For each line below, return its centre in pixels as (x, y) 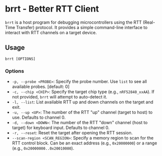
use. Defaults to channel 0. (39, 117)
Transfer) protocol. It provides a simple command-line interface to (82, 27)
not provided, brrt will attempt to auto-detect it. (59, 97)
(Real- (149, 22)
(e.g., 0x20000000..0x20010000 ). (43, 148)
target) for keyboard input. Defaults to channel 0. (61, 128)
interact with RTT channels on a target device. (51, 32)
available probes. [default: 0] (41, 87)
